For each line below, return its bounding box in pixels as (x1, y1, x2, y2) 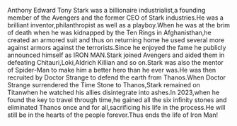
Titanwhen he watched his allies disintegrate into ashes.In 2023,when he (7, 88, 220, 96)
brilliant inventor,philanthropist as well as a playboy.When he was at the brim (7, 21, 231, 29)
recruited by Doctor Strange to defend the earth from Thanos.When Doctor (7, 73, 226, 82)
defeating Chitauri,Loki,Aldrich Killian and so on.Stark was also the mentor (7, 58, 224, 66)
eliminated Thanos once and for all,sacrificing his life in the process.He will (7, 103, 226, 111)
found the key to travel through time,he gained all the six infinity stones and (7, 96, 227, 104)
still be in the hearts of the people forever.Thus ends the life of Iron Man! (7, 111, 219, 119)
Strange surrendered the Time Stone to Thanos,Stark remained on (7, 81, 200, 89)
